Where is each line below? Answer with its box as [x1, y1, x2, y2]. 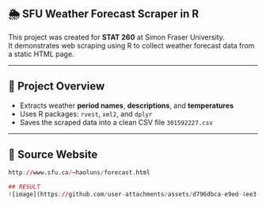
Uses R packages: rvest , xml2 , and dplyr [19, 109, 153, 118]
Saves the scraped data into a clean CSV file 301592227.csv [19, 117, 214, 127]
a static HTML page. [8, 49, 74, 59]
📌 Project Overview [8, 79, 105, 93]
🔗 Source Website [8, 148, 98, 162]
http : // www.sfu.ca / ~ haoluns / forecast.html [8, 169, 150, 177]
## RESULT [8, 183, 41, 191]
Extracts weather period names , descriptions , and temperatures [19, 101, 234, 110]
